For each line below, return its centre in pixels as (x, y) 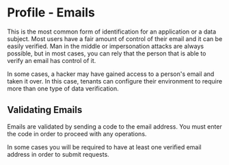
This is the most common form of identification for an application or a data (112, 31)
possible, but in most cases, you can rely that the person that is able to (107, 53)
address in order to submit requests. (58, 154)
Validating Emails (45, 110)
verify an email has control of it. (52, 60)
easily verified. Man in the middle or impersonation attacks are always (105, 46)
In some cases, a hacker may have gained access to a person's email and (111, 74)
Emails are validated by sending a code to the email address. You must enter (114, 126)
